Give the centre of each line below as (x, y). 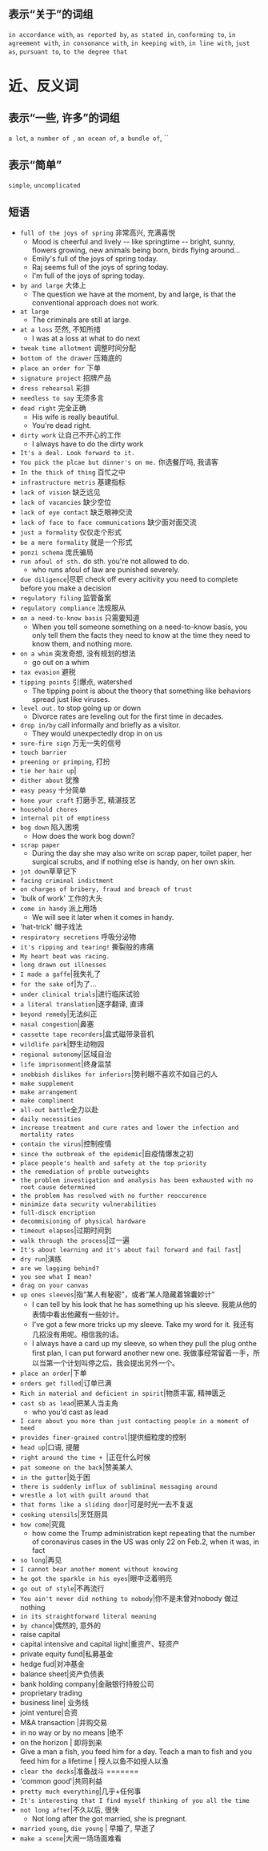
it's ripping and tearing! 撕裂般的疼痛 (87, 947)
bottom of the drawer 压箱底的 (71, 358)
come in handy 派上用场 (58, 909)
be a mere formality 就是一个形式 (76, 542)
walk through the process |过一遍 (75, 1240)
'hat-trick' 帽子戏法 (51, 927)
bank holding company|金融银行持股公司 (87, 1684)
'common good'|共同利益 (61, 1781)
